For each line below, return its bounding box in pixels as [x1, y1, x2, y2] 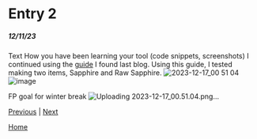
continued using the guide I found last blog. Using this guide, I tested [8, 60, 233, 69]
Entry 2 [8, 5, 57, 23]
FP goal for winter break [8, 92, 87, 101]
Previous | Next [8, 107, 59, 117]
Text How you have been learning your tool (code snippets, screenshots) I [8, 51, 249, 61]
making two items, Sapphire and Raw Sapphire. [8, 68, 162, 77]
